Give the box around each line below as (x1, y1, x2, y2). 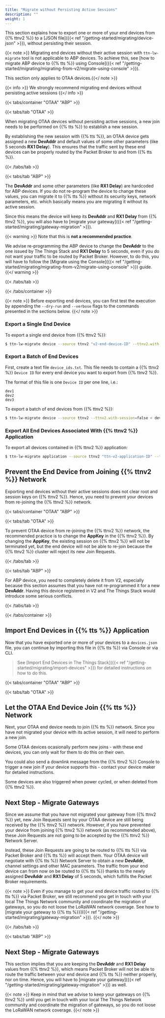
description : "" (5, 12, 38, 17)
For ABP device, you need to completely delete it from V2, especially (5, 577, 144, 583)
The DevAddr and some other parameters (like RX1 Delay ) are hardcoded (5, 183, 154, 189)
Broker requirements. (5, 878, 48, 885)
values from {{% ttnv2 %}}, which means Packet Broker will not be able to (5, 966, 155, 972)
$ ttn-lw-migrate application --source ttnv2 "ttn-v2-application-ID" (5, 454, 153, 459)
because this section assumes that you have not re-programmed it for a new (5, 582, 160, 588)
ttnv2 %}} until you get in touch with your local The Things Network (5, 996, 142, 1002)
